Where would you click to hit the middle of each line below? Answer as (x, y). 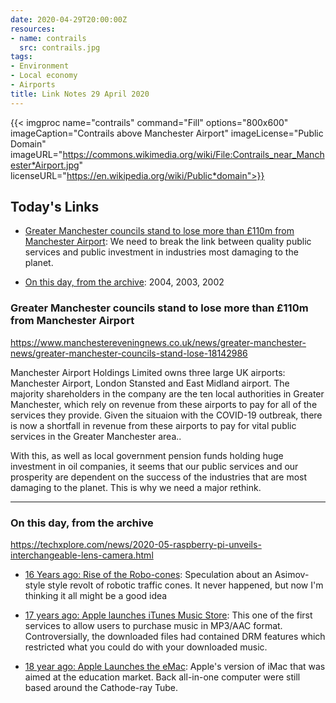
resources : (33, 29)
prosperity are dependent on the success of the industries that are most (159, 477)
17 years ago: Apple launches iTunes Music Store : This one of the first (168, 615)
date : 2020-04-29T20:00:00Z (69, 19)
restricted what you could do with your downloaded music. (146, 647)
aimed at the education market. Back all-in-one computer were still (162, 677)
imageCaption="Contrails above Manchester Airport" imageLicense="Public (167, 133)
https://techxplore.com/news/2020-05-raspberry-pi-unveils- (136, 545)
